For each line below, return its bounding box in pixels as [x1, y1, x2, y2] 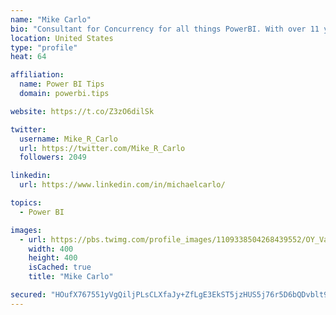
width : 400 [28, 244, 74, 254]
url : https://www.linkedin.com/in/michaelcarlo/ [19, 180, 226, 190]
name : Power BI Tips [19, 79, 105, 90]
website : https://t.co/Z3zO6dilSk [10, 106, 155, 116]
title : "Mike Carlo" [28, 272, 114, 282]
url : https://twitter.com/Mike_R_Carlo [19, 143, 186, 153]
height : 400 [28, 253, 78, 263]
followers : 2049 [19, 152, 87, 163]
